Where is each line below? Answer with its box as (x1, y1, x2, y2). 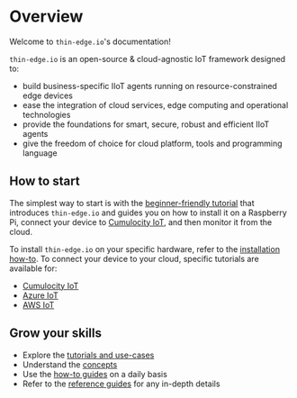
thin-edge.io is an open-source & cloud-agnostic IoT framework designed (9, 53, 286, 64)
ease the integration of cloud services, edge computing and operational (22, 99, 289, 110)
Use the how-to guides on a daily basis (22, 368, 168, 379)
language (22, 147, 58, 158)
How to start (9, 174, 80, 189)
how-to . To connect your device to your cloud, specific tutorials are (9, 253, 259, 264)
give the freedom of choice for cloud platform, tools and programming (22, 138, 283, 149)
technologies (22, 109, 71, 120)
